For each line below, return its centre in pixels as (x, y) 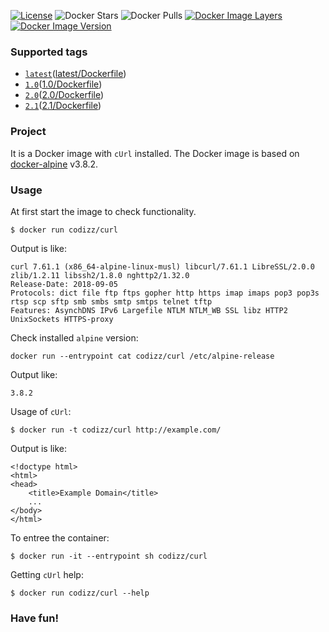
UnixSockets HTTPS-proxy (62, 319)
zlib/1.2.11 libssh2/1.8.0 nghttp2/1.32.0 (100, 275)
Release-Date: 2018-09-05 (64, 284)
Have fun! (34, 618)
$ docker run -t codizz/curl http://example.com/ (116, 430)
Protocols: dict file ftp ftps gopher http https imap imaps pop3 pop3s (165, 293)
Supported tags (49, 52)
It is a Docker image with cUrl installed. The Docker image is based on (155, 153)
